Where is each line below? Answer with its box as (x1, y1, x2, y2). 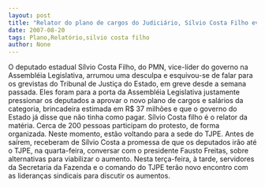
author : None (8, 41, 51, 49)
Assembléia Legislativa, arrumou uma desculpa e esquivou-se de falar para (8, 71, 254, 80)
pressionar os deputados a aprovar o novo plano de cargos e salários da (8, 96, 244, 105)
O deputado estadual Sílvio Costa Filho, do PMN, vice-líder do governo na (8, 62, 248, 72)
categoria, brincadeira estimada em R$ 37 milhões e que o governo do (8, 104, 237, 114)
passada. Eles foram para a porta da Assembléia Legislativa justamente (8, 87, 241, 97)
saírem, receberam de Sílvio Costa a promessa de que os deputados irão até (8, 138, 257, 147)
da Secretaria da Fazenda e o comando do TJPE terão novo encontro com (8, 163, 248, 172)
